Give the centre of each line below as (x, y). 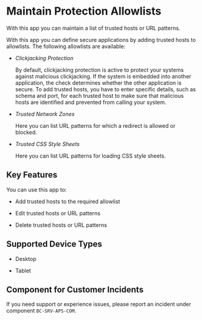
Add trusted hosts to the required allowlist (68, 201)
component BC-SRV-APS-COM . (41, 311)
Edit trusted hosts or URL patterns (57, 213)
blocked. (26, 132)
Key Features (32, 175)
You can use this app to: (37, 189)
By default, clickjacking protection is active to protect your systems (99, 70)
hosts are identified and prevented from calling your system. (91, 102)
